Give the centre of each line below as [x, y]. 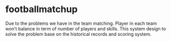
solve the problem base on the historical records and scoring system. [78, 34]
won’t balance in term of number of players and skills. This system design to [86, 28]
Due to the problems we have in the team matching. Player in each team [81, 23]
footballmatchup [41, 9]
